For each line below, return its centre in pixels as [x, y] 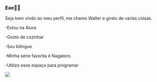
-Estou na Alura [21, 28]
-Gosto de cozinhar [25, 37]
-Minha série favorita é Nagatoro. [38, 56]
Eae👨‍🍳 [13, 8]
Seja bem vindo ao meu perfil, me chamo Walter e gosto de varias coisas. [79, 18]
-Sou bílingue [19, 47]
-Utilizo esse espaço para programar [42, 66]
